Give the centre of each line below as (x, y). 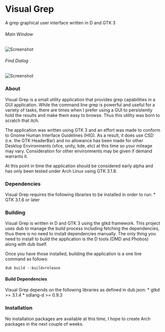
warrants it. (16, 156)
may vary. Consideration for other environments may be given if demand (79, 151)
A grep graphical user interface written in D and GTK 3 (60, 23)
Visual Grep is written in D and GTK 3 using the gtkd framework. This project (82, 223)
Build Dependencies (26, 279)
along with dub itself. (26, 244)
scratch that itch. (22, 120)
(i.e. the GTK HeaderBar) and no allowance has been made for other (74, 140)
